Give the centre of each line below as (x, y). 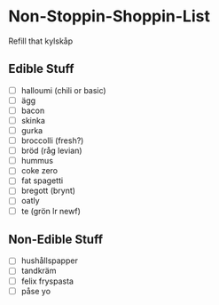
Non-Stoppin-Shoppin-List (109, 16)
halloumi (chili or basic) (64, 90)
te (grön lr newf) (51, 211)
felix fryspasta (47, 281)
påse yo (35, 291)
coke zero (39, 171)
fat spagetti (42, 181)
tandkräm (39, 271)
